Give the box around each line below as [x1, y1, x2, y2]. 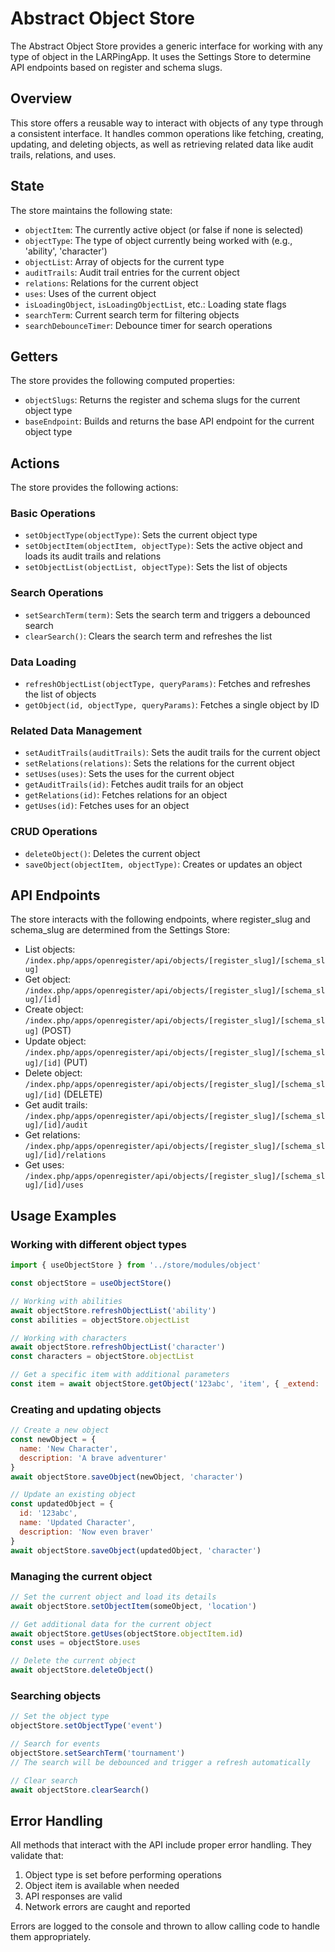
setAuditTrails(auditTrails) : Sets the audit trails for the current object [24, 747, 321, 759]
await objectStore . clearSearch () [10, 1785, 150, 1795]
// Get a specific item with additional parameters [10, 1370, 230, 1380]
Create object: [24, 1003, 84, 1016]
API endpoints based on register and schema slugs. [10, 61, 223, 73]
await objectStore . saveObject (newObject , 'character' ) [10, 1472, 244, 1482]
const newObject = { [10, 1435, 97, 1445]
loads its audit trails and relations [24, 550, 162, 562]
